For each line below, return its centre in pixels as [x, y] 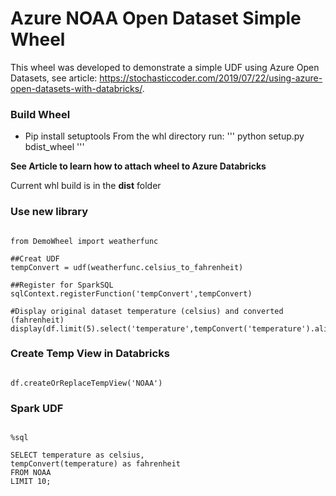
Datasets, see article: [54, 78]
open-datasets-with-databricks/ [76, 88]
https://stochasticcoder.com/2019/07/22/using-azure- [211, 78]
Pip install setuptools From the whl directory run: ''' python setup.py [164, 136]
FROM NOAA [31, 473]
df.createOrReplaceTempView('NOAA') [86, 383]
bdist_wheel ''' [54, 147]
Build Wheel [40, 114]
